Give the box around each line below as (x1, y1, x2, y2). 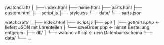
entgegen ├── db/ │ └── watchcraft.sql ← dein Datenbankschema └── (5, 30, 153, 35)
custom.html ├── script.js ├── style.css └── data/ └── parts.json (5, 10, 142, 16)
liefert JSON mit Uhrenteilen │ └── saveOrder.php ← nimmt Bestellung (5, 24, 150, 30)
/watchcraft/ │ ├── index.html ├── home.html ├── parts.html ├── (5, 5, 143, 10)
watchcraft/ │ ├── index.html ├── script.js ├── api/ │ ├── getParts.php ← (5, 20, 160, 25)
